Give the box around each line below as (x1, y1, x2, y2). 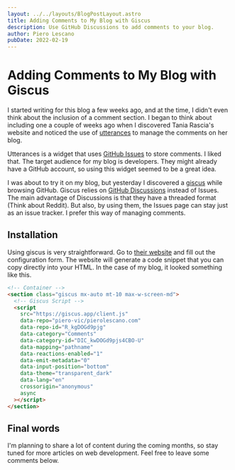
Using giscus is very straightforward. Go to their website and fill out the (7, 247, 216, 256)
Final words (7, 423, 60, 435)
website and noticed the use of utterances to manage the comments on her (7, 128, 228, 137)
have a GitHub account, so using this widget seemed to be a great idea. (7, 164, 217, 174)
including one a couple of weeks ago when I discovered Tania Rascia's (7, 121, 214, 130)
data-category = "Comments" (20, 330, 97, 337)
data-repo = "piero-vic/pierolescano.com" (20, 317, 141, 325)
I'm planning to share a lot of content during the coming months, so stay (7, 441, 219, 450)
